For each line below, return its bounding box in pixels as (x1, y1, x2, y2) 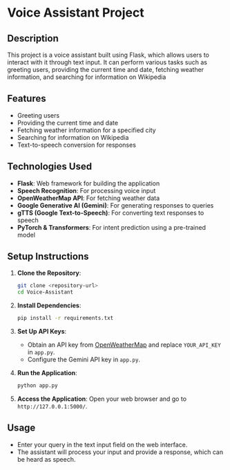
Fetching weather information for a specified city (17, 126, 157, 134)
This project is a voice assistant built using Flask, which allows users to (7, 51, 209, 59)
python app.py (17, 382, 58, 389)
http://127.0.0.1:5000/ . (17, 401, 88, 410)
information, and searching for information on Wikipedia (7, 73, 166, 81)
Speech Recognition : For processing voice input (17, 186, 156, 195)
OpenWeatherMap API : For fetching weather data (17, 194, 160, 202)
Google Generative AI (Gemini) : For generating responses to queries (17, 201, 214, 209)
